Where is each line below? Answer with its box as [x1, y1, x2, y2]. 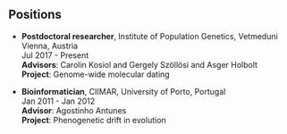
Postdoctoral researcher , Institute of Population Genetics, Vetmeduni [21, 30, 278, 41]
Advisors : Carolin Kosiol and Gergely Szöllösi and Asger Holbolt [21, 59, 258, 70]
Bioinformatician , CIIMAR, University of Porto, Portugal [21, 86, 226, 96]
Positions [8, 7, 62, 22]
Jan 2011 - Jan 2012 [21, 96, 96, 106]
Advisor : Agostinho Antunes [21, 105, 127, 115]
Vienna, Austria [21, 40, 78, 51]
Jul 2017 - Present [21, 49, 89, 61]
